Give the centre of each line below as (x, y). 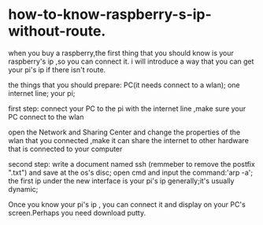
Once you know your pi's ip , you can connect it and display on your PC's (127, 204)
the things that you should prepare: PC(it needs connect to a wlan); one (124, 85)
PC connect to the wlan (46, 116)
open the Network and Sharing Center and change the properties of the (124, 132)
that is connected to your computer (65, 149)
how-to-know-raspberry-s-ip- (110, 15)
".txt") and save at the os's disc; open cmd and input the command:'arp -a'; (131, 172)
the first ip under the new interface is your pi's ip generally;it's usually (121, 181)
